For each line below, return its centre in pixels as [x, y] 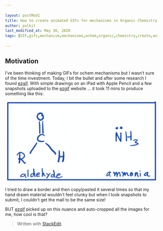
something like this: [24, 93]
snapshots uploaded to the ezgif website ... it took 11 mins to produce [74, 88]
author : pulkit [20, 26]
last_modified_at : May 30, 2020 [38, 31]
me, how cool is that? [26, 214]
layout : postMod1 [23, 15]
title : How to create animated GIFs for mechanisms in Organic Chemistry [81, 20]
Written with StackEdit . [40, 224]
